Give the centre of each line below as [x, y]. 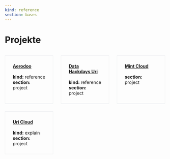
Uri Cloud [23, 122]
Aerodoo [22, 66]
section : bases [21, 15]
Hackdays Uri [83, 71]
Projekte [23, 40]
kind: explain [26, 133]
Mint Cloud [137, 66]
